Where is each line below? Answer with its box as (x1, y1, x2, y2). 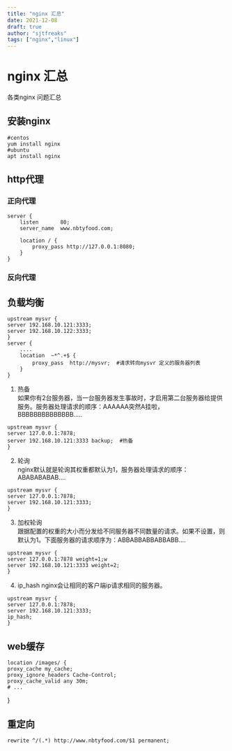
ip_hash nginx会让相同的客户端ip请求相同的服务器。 (17, 581, 167, 589)
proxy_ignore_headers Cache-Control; (7, 672, 117, 679)
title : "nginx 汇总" (7, 10, 65, 17)
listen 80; (20, 218, 70, 226)
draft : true (7, 23, 42, 30)
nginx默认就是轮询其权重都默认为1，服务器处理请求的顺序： (17, 466, 189, 474)
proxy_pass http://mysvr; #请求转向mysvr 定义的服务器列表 (32, 359, 201, 367)
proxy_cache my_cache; (7, 666, 73, 673)
